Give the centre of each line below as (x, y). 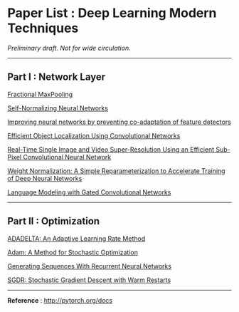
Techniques (43, 28)
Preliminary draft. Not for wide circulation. (69, 48)
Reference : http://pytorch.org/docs (60, 300)
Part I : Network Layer (57, 77)
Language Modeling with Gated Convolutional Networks (89, 192)
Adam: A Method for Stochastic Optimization (73, 252)
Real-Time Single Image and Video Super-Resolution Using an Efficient (111, 149)
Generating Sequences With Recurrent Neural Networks (90, 266)
